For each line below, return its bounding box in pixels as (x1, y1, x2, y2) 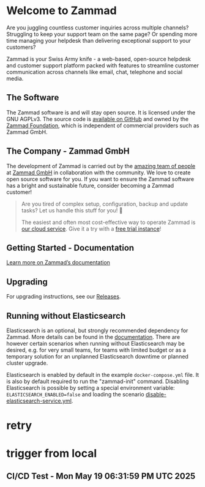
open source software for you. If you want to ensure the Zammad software (6, 175, 195, 182)
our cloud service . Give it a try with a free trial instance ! (21, 225, 162, 232)
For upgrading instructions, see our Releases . (6, 293, 121, 300)
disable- (146, 391, 166, 398)
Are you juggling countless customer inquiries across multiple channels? (6, 24, 189, 31)
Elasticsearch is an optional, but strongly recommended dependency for (6, 327, 188, 334)
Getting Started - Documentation (6, 242, 135, 253)
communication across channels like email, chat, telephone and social (6, 68, 182, 75)
